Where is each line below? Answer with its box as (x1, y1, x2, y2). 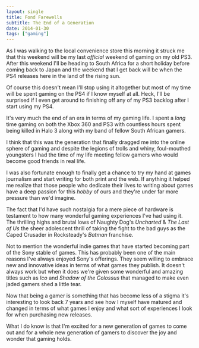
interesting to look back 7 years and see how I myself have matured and (6, 299, 182, 306)
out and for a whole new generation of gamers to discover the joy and (6, 329, 177, 336)
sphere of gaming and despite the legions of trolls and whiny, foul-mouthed (6, 145, 191, 152)
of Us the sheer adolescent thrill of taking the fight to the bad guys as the (6, 225, 186, 232)
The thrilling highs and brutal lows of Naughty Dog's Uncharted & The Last (6, 218, 189, 226)
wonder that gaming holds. (6, 336, 72, 343)
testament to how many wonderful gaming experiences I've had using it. (6, 212, 183, 220)
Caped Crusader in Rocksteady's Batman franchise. (6, 231, 134, 239)
